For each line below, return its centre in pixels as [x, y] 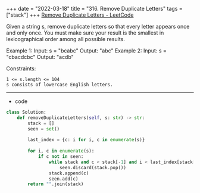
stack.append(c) [69, 173]
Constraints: [21, 69]
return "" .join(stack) [56, 184]
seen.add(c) [63, 179]
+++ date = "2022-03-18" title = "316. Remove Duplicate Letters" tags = [94, 9]
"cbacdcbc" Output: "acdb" [40, 57]
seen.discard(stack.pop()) [93, 167]
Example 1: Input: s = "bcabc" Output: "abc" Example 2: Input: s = [86, 51]
